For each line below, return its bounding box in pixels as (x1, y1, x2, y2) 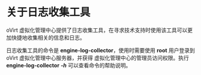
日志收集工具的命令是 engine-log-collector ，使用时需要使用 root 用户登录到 (6, 46, 195, 54)
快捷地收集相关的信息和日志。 (11, 34, 85, 41)
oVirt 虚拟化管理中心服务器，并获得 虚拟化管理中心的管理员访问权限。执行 (6, 54, 189, 61)
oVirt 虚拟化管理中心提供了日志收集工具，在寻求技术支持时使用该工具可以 (6, 26, 188, 34)
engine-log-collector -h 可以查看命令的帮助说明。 (6, 61, 131, 69)
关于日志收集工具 (6, 5, 91, 19)
